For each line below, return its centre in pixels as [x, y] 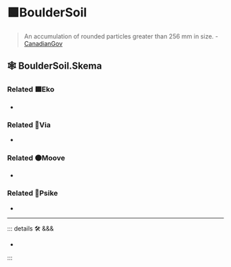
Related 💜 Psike [33, 194]
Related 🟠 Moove [36, 158]
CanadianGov [43, 43]
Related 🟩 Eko [31, 89]
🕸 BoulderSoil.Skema [55, 66]
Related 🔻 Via [29, 125]
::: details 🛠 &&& [31, 228]
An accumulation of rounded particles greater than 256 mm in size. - [121, 36]
